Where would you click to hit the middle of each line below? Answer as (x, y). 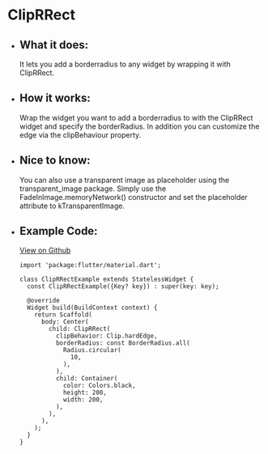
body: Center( (65, 322)
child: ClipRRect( (80, 329)
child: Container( (87, 379)
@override (43, 301)
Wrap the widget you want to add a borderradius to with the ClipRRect (136, 117)
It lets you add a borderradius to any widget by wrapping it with (125, 64)
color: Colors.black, (99, 386)
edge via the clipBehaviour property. (80, 134)
